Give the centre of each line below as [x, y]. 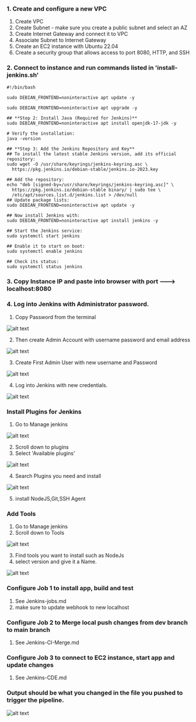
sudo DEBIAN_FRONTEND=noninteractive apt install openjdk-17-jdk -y [92, 123]
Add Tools [21, 514]
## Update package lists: [38, 200]
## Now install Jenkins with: [43, 215]
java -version [24, 138]
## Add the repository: [36, 179]
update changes [30, 665]
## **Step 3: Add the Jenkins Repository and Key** [71, 149]
